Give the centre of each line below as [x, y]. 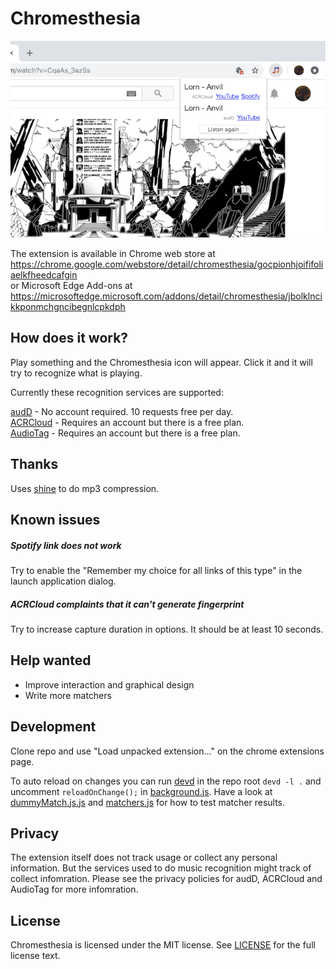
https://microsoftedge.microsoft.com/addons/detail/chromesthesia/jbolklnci [166, 296]
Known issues [55, 519]
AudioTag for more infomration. [74, 889]
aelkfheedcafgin [44, 274]
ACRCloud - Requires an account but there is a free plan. [127, 422]
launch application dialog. [63, 581]
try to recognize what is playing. [76, 373]
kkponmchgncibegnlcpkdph [68, 306]
